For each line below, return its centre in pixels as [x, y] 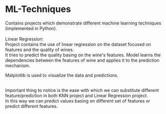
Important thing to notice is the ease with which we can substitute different [82, 90]
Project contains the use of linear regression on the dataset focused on [78, 44]
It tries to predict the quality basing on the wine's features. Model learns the [83, 55]
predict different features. [32, 106]
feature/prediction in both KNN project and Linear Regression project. [77, 95]
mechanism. [18, 65]
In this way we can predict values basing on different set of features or [78, 100]
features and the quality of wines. [40, 49]
